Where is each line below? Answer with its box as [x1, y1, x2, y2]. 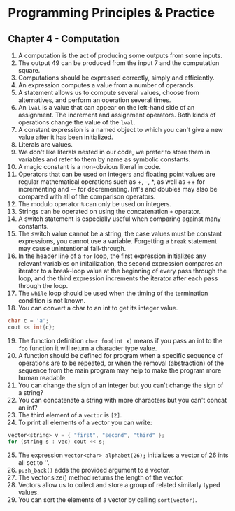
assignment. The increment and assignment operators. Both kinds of [17, 110, 216, 119]
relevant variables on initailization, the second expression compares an [17, 259, 223, 267]
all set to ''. [17, 458, 50, 466]
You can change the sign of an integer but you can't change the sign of [17, 381, 224, 389]
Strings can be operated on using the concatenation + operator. [17, 208, 201, 215]
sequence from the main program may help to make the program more [17, 366, 222, 375]
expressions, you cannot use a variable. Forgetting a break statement [17, 237, 218, 245]
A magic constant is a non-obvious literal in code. [17, 163, 162, 171]
